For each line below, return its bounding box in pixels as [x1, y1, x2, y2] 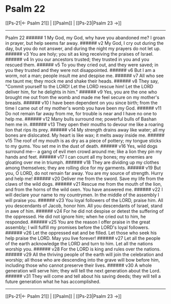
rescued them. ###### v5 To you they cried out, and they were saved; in [5, 62, 159, 68]
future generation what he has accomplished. [5, 278, 101, 285]
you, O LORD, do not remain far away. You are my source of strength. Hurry [5, 170, 163, 176]
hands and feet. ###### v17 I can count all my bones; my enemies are [5, 154, 153, 160]
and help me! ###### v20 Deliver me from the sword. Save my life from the [5, 175, 164, 182]
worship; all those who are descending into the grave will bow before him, [5, 257, 160, 263]
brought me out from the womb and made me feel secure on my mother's [5, 94, 159, 100]
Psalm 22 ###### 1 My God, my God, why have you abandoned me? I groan [5, 34, 165, 41]
